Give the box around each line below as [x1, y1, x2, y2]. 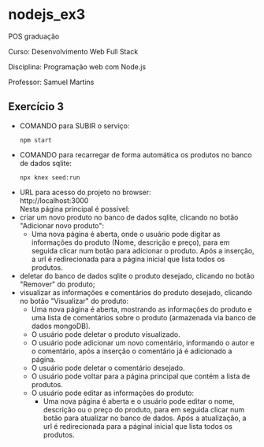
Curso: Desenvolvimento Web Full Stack [8, 46, 139, 56]
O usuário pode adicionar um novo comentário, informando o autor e [31, 338, 255, 347]
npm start [19, 136, 53, 144]
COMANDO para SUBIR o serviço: [19, 120, 130, 131]
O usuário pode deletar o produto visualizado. [31, 329, 180, 339]
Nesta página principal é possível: [19, 204, 130, 213]
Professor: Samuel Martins [8, 77, 95, 87]
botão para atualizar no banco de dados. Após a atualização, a [43, 413, 247, 423]
